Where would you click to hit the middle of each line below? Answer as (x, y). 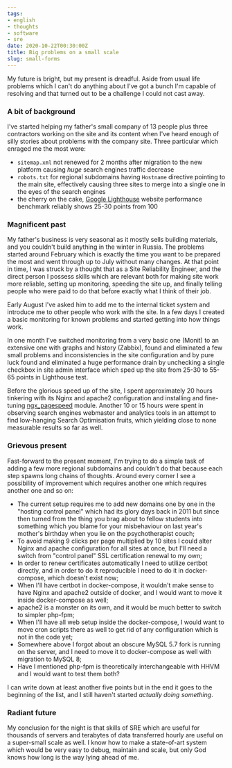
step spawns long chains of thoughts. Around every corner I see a (101, 475)
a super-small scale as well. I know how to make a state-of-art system (107, 742)
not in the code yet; (45, 637)
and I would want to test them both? (68, 673)
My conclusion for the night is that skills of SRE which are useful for (104, 728)
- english (21, 20)
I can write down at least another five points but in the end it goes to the (110, 687)
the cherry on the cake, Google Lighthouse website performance (110, 199)
